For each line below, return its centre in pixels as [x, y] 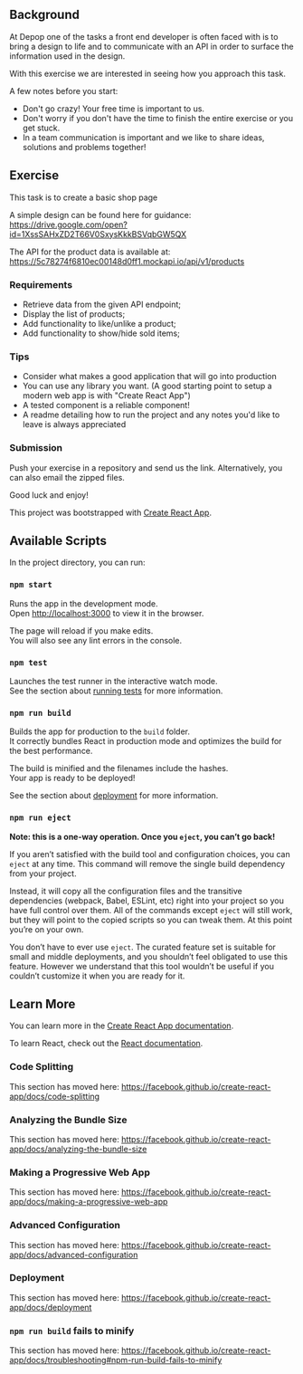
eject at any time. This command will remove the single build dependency [147, 864]
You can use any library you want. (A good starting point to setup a [147, 386]
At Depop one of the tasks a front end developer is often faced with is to [144, 36]
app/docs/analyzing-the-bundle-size [78, 1149]
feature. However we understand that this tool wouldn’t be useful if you [142, 966]
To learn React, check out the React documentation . [106, 1044]
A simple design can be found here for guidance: [100, 215]
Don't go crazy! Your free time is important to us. [114, 109]
